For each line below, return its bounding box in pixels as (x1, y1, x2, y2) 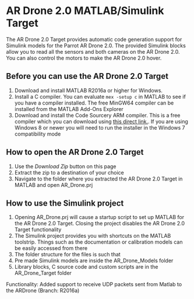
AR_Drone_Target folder (14, 270, 72, 277)
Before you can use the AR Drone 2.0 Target (6, 71, 169, 81)
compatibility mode (14, 130, 61, 137)
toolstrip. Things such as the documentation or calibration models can (14, 238, 183, 246)
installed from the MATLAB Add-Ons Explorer (14, 105, 124, 112)
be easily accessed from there (14, 245, 88, 252)
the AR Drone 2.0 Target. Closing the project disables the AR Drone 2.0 (14, 220, 185, 227)
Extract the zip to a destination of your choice (14, 169, 124, 176)
